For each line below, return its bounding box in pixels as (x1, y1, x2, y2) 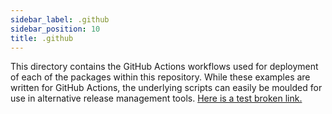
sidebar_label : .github (10, 14, 110, 25)
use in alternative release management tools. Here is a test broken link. (10, 92, 303, 105)
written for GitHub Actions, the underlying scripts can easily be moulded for (10, 82, 323, 94)
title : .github (10, 33, 74, 43)
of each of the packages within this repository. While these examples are (10, 71, 311, 83)
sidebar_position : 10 (10, 24, 101, 34)
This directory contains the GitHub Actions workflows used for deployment (10, 61, 319, 73)
